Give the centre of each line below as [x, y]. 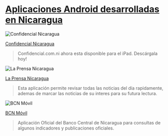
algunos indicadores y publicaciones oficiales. [66, 128]
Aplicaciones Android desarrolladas [82, 9]
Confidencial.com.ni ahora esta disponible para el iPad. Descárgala [88, 53]
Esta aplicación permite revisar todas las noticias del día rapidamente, [90, 88]
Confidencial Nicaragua [30, 43]
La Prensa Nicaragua [27, 78]
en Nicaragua [34, 20]
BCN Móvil [16, 113]
